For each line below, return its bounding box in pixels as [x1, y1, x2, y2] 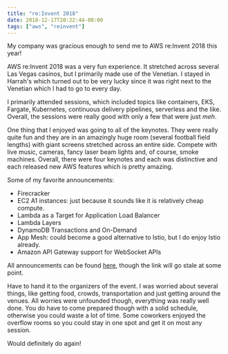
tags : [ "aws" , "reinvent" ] [7, 23, 85, 30]
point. [7, 268, 24, 277]
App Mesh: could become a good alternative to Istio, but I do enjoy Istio [17, 233, 221, 242]
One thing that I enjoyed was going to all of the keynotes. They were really [7, 126, 219, 135]
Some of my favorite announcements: [7, 176, 115, 184]
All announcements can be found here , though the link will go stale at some [7, 262, 222, 270]
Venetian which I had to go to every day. [7, 84, 122, 93]
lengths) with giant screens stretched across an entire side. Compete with [7, 141, 218, 149]
